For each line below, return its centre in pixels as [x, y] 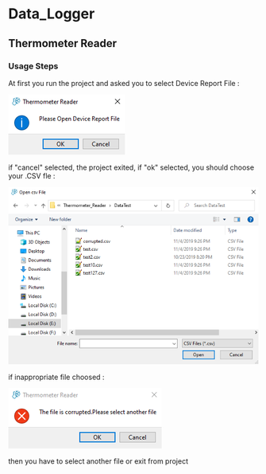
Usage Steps [33, 66]
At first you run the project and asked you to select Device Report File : [124, 83]
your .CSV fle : [32, 175]
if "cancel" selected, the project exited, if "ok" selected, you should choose [131, 167]
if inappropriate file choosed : [56, 377]
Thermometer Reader [63, 43]
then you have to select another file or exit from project [98, 461]
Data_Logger [52, 14]
